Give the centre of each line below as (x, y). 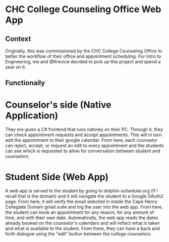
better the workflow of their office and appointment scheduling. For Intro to (83, 56)
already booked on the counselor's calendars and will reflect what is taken (82, 223)
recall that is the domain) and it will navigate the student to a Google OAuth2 (84, 196)
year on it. (16, 67)
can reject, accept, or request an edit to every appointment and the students (84, 146)
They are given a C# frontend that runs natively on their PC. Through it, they (84, 130)
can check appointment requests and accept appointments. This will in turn (84, 135)
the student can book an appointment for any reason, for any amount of (80, 212)
